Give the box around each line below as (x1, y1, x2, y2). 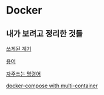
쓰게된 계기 (6, 45, 32, 52)
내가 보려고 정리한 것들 (6, 28, 83, 38)
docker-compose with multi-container (6, 82, 98, 89)
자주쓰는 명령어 (6, 70, 41, 77)
